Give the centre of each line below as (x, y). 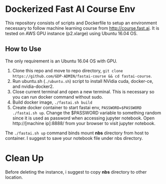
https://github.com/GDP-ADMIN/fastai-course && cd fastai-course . (82, 76)
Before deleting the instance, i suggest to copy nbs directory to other (76, 172)
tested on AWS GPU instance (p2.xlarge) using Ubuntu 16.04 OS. (72, 33)
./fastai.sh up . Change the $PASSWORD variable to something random (87, 113)
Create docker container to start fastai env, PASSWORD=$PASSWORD (77, 107)
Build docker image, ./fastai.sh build (52, 102)
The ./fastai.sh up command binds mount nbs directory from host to (77, 133)
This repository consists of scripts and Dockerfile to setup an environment (81, 23)
